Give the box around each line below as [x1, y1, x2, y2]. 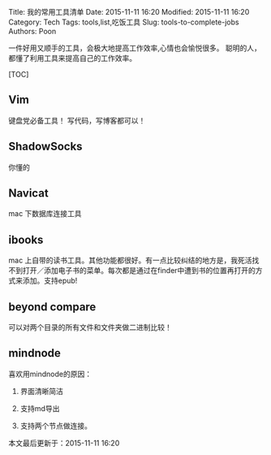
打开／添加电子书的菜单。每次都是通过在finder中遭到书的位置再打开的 [22, 266, 256, 275]
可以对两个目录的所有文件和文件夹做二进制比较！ [8, 323, 172, 332]
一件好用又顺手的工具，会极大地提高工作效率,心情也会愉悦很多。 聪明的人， [8, 43, 261, 53]
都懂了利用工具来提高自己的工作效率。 [8, 54, 136, 63]
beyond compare [8, 300, 97, 314]
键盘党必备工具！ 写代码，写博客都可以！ [8, 115, 146, 125]
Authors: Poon [8, 27, 57, 36]
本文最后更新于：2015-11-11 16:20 [8, 438, 120, 448]
